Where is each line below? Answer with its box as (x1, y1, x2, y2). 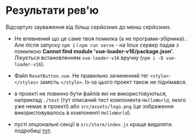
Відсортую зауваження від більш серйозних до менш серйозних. (5, 23, 172, 31)
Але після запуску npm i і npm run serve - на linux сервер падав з (14, 41, 179, 48)
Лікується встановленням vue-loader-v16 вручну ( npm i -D (14, 54, 164, 61)
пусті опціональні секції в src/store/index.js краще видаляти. (14, 120, 173, 127)
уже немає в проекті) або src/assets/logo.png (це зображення (14, 102, 174, 109)
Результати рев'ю (5, 4, 99, 17)
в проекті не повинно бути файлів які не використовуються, (14, 90, 167, 97)
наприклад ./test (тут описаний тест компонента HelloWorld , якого (14, 96, 186, 104)
